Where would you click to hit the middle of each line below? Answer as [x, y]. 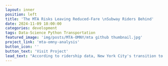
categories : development [31, 28]
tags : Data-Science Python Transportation [50, 33]
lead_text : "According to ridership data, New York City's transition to [84, 56]
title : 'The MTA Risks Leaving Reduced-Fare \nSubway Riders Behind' [80, 19]
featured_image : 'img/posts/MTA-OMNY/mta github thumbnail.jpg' [74, 38]
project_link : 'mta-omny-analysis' [43, 42]
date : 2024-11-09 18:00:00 [33, 24]
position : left [21, 14]
